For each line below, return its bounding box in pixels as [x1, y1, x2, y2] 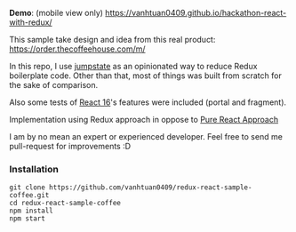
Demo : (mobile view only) [9, 8, 104, 18]
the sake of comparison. [9, 80, 99, 90]
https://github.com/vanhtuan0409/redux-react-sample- [48, 183, 252, 192]
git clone [9, 183, 46, 192]
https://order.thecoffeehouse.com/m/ [9, 44, 146, 54]
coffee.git [9, 191, 50, 200]
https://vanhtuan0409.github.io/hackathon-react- [105, 8, 287, 18]
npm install [9, 206, 53, 216]
